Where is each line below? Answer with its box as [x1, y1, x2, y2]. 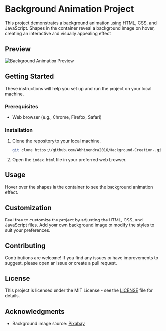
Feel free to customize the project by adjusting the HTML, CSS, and [5, 217, 143, 222]
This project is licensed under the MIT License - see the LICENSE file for [5, 287, 153, 293]
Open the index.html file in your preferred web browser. [12, 157, 127, 163]
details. [5, 293, 20, 299]
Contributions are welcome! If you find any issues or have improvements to [5, 255, 159, 261]
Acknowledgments [5, 307, 65, 316]
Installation [5, 126, 33, 133]
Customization [5, 204, 52, 212]
